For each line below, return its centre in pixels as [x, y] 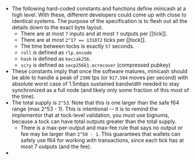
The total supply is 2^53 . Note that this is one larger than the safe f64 [95, 102]
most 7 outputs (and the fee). [56, 146]
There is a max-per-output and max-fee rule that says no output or [102, 128]
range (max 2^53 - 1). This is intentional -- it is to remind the [84, 109]
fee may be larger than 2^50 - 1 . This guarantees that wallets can [100, 134]
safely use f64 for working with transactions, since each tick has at [102, 140]
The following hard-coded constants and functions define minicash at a [99, 9]
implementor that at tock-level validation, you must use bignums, [90, 115]
